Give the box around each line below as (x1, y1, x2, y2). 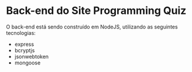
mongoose (14, 59, 41, 66)
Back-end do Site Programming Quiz (6, 4, 187, 17)
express (14, 41, 34, 48)
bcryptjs (14, 46, 35, 53)
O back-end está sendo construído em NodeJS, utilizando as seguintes (6, 23, 178, 30)
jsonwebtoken (14, 53, 49, 60)
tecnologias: (6, 29, 36, 36)
